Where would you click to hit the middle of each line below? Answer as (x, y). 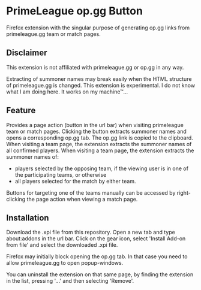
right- (184, 192)
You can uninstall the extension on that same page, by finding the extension (100, 274)
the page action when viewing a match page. (82, 199)
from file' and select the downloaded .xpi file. (62, 245)
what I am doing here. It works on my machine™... (67, 92)
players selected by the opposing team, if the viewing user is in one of (102, 168)
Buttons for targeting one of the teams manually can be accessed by (91, 192)
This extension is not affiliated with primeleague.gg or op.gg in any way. (95, 67)
